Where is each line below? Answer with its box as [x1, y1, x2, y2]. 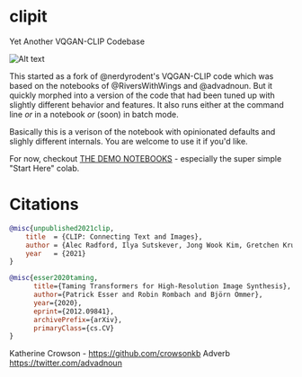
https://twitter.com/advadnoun [9, 357, 123, 369]
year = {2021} [25, 249, 87, 258]
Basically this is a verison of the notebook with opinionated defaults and [9, 126, 276, 136]
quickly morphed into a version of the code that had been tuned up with [9, 90, 276, 101]
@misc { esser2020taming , [9, 274, 99, 283]
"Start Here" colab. [9, 162, 80, 173]
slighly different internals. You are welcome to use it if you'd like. [9, 136, 249, 146]
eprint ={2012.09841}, [32, 307, 115, 316]
